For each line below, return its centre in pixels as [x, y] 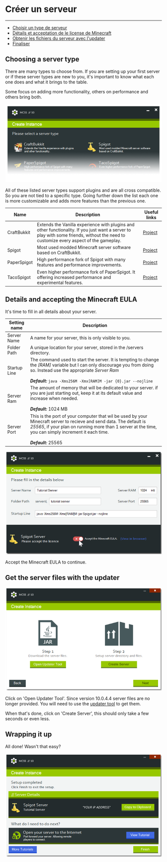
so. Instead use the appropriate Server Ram [75, 370]
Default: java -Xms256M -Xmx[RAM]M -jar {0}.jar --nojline [91, 381]
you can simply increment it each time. [70, 432]
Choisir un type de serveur [40, 27]
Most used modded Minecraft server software [84, 247]
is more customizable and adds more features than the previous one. [76, 201]
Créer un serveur [41, 9]
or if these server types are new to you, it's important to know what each [80, 76]
